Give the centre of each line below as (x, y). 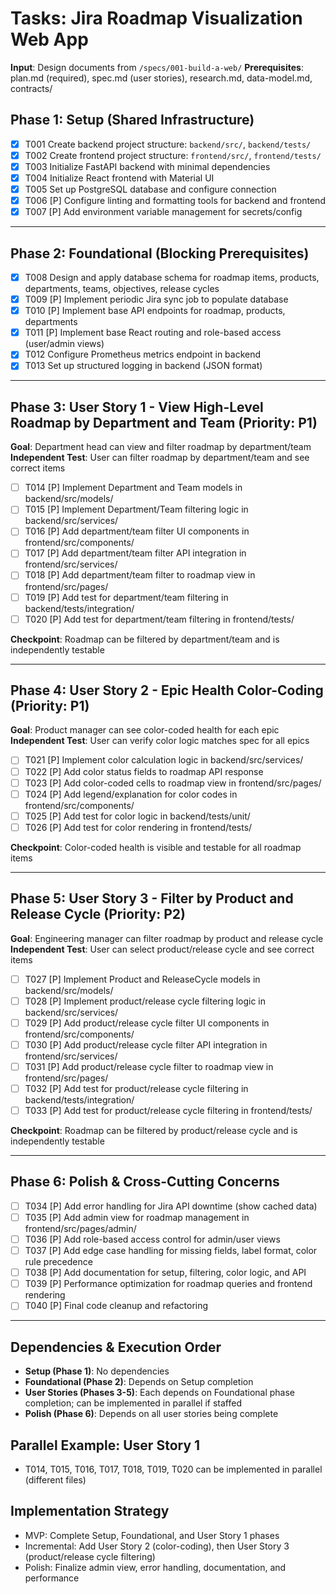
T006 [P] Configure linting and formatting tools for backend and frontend (175, 201)
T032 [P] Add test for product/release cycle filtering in (136, 1088)
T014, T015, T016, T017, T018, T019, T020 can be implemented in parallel (173, 1469)
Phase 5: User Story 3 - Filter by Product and (152, 898)
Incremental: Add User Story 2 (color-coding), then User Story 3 (157, 1546)
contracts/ (31, 88)
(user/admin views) (64, 344)
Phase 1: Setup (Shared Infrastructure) (132, 120)
